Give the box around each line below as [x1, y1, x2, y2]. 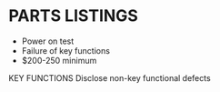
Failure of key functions [21, 45, 111, 56]
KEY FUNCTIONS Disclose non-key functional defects [8, 72, 211, 83]
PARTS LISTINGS [8, 5, 138, 26]
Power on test [21, 36, 75, 46]
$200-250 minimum [21, 55, 97, 66]
